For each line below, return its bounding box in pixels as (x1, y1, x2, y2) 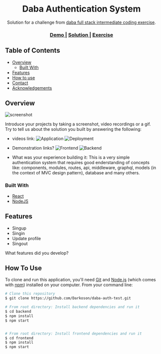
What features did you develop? (5, 250, 69, 256)
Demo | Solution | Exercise (49, 31, 113, 38)
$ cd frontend (5, 336, 34, 340)
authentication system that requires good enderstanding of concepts (12, 160, 150, 166)
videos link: (12, 136, 35, 141)
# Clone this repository (5, 292, 55, 296)
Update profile (12, 235, 41, 241)
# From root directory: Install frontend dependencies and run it (5, 331, 142, 336)
